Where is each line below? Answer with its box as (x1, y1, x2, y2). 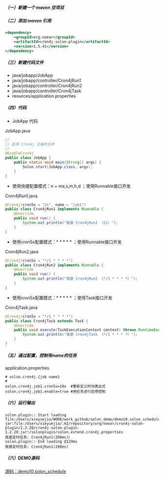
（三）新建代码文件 (5, 60, 44, 65)
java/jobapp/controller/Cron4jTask (12, 88, 82, 94)
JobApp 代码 (12, 118, 38, 124)
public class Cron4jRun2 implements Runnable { (5, 263, 104, 268)
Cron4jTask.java (5, 304, 38, 310)
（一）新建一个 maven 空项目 (5, 4, 64, 10)
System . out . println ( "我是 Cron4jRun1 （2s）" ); (22, 220, 118, 226)
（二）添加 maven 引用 (5, 18, 52, 23)
